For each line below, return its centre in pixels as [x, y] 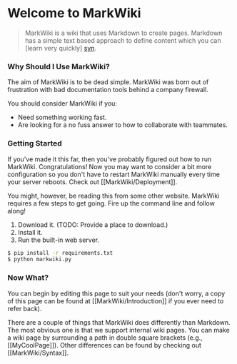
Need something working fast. [62, 117]
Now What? [28, 278]
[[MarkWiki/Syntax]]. [38, 353]
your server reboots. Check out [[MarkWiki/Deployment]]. [92, 182]
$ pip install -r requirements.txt [60, 253]
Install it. [30, 232]
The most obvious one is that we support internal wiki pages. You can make [118, 330]
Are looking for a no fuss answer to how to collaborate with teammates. [123, 125]
